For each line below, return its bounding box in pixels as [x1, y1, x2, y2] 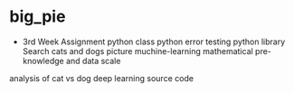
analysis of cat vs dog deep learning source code [9, 72, 194, 83]
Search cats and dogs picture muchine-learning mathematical [22, 45, 253, 56]
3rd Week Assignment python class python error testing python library [22, 36, 286, 47]
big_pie [9, 6, 66, 27]
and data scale [66, 55, 121, 66]
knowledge [22, 55, 65, 66]
